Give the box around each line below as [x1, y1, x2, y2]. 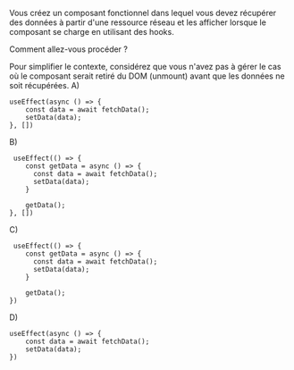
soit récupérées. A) [9, 80, 80, 90]
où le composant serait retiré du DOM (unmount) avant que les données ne [9, 71, 285, 81]
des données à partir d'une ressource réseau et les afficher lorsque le [9, 17, 266, 28]
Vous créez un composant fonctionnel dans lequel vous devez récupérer [9, 8, 277, 18]
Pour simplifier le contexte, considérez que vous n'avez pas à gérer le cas [9, 62, 281, 71]
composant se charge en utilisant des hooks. [9, 27, 174, 37]
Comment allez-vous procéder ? [9, 44, 128, 55]
